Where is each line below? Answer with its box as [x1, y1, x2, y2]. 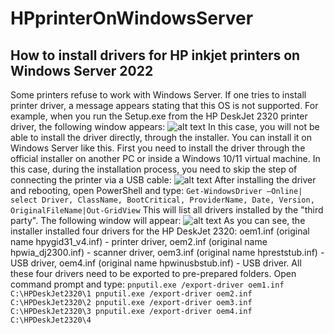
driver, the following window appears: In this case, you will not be [10, 121, 320, 132]
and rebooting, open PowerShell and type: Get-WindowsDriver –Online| [10, 185, 303, 196]
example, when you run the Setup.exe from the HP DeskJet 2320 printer [10, 110, 308, 122]
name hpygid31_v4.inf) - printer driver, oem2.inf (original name [10, 236, 268, 247]
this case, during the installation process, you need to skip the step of [10, 163, 298, 175]
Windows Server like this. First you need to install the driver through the [10, 142, 306, 154]
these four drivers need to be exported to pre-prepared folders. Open [10, 268, 297, 279]
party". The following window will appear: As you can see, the [10, 215, 306, 226]
